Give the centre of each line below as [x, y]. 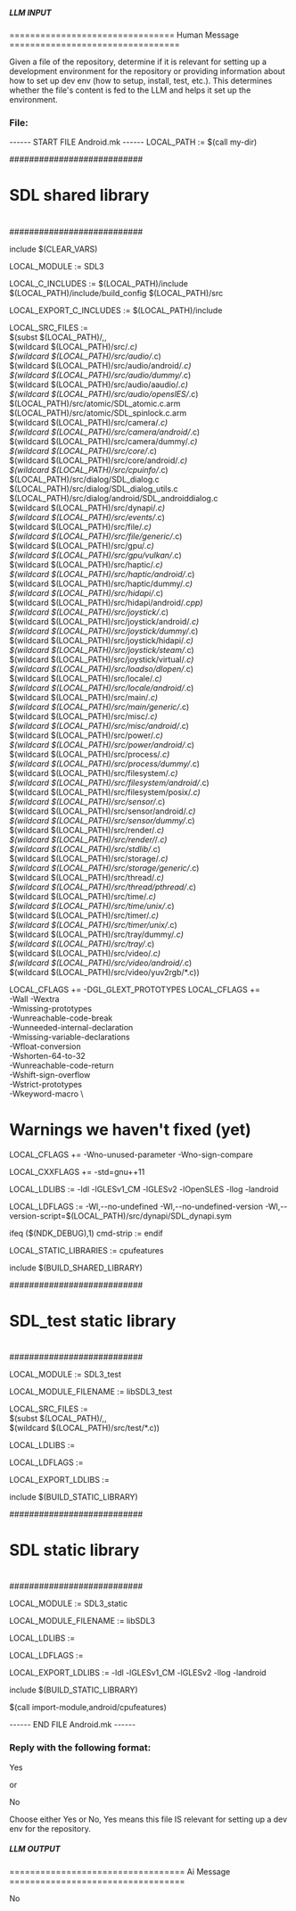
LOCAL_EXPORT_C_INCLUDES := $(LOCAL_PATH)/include [116, 310]
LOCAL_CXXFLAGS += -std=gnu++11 [77, 1171]
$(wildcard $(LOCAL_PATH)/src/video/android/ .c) [101, 963]
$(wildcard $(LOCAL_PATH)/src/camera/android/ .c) [105, 432]
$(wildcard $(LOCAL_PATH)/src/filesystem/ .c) [94, 773]
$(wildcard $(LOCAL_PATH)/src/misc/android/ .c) [99, 725]
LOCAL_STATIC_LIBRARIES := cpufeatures [86, 1250]
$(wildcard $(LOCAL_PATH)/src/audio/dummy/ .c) [100, 375]
